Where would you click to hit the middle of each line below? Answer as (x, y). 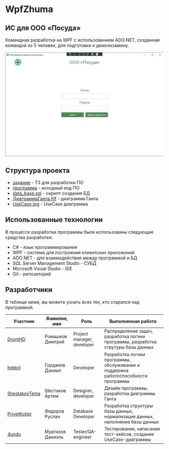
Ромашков (56, 336)
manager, (83, 339)
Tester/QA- (85, 431)
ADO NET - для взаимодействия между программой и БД (75, 258)
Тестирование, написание (132, 429)
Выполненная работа (133, 321)
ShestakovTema (24, 393)
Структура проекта (37, 170)
